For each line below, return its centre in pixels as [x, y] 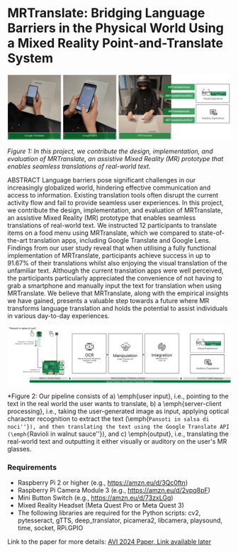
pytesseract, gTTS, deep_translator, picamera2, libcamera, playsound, [120, 520]
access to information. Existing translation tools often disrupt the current [113, 195]
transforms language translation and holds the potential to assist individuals [118, 308]
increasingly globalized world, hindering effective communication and [109, 187]
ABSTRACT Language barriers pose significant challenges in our [102, 180]
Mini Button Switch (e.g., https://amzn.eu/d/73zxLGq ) [95, 498]
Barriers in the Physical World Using [116, 28]
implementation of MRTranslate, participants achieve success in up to [109, 255]
